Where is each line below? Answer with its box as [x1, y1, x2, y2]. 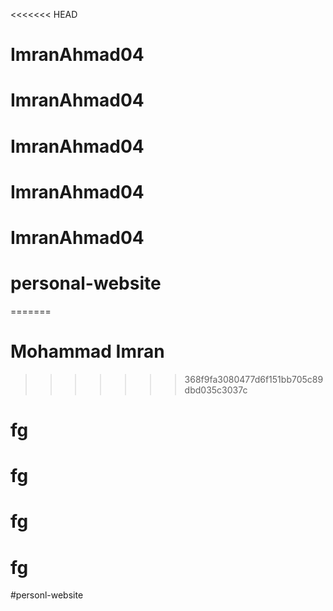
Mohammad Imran [10, 340, 165, 363]
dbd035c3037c [184, 384, 248, 396]
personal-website [10, 272, 162, 295]
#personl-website [10, 589, 84, 601]
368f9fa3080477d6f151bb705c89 [184, 373, 324, 385]
